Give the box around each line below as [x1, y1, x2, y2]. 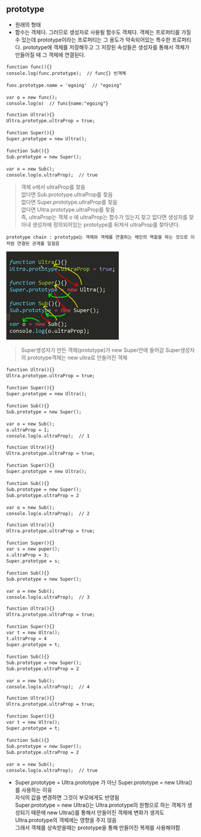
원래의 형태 [14, 20, 41, 28]
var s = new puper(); [6, 546, 61, 552]
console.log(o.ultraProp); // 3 [6, 594, 90, 600]
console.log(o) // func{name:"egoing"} [6, 100, 109, 107]
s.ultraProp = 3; [6, 552, 50, 558]
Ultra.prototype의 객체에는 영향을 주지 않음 [14, 816, 117, 824]
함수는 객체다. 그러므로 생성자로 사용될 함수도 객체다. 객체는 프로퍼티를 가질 [14, 28, 191, 36]
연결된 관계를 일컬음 [17, 240, 60, 246]
